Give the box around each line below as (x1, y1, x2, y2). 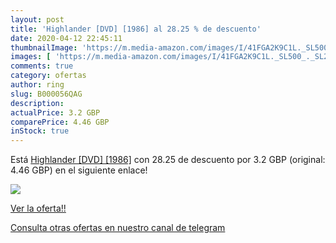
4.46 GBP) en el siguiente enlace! (10, 164, 148, 176)
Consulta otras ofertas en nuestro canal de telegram (10, 222, 226, 234)
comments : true (10, 61, 74, 71)
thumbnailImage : (10, 42, 78, 53)
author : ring (10, 80, 65, 90)
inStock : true (10, 126, 70, 136)
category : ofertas (10, 71, 87, 81)
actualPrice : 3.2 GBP (10, 107, 101, 118)
